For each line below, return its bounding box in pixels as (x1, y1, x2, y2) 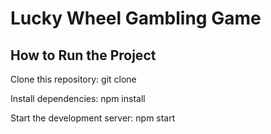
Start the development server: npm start (10, 112, 176, 124)
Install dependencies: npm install (10, 93, 146, 104)
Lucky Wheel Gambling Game (10, 7, 262, 30)
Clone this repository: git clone (10, 73, 137, 85)
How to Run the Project (10, 47, 157, 64)
